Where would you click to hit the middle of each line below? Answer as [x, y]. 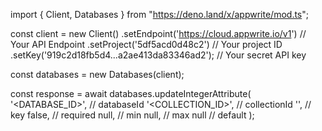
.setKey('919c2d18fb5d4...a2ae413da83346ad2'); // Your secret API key [158, 55]
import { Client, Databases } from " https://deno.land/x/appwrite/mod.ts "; [159, 14]
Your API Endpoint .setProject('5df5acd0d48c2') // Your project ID [146, 44]
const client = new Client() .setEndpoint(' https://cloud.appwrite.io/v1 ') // [158, 33]
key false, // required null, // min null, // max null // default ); [132, 115]
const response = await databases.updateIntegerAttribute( [131, 93]
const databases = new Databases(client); [97, 74]
